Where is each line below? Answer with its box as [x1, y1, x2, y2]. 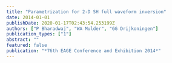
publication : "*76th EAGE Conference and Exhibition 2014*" [6, 48, 162, 54]
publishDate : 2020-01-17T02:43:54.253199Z [6, 20, 115, 26]
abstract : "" [6, 37, 39, 43]
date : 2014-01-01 [6, 14, 50, 20]
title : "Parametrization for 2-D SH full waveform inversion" [6, 8, 167, 15]
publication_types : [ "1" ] [6, 31, 71, 37]
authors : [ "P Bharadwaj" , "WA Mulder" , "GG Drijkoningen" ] [6, 25, 159, 32]
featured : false [6, 43, 47, 49]
